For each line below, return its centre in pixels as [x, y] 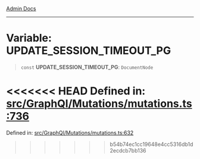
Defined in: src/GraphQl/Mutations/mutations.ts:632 [70, 132]
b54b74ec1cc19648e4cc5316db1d [151, 144]
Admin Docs [21, 9]
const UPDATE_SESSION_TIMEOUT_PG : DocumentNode [87, 67]
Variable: [29, 38]
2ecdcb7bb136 [128, 150]
